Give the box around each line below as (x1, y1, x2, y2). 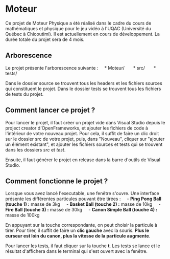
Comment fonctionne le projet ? (5, 177, 108, 185)
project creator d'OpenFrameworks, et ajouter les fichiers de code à (5, 125, 148, 131)
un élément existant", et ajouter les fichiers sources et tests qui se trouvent (5, 141, 163, 147)
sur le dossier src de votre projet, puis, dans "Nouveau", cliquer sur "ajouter (5, 136, 165, 142)
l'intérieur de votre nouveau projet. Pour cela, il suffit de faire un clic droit (5, 130, 159, 136)
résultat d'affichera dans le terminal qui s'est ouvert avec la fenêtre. (5, 248, 148, 254)
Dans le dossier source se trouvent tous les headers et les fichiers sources (5, 80, 162, 86)
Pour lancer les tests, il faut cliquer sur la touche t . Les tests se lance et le (5, 243, 160, 249)
